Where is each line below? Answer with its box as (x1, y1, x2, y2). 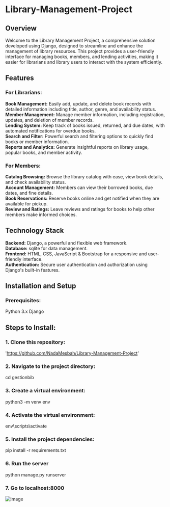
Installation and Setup (5, 282, 76, 290)
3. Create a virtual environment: (5, 387, 86, 394)
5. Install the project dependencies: (5, 436, 95, 443)
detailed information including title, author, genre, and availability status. (5, 106, 157, 112)
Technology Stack (5, 226, 64, 235)
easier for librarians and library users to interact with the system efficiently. (5, 59, 163, 65)
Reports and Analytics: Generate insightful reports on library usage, (5, 144, 149, 150)
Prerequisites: (5, 297, 41, 304)
